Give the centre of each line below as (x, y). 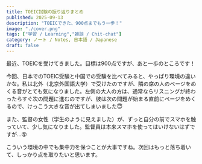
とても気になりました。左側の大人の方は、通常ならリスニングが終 (109, 91)
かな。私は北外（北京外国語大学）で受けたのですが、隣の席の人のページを (99, 84)
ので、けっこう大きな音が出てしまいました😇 (67, 106)
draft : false (23, 46)
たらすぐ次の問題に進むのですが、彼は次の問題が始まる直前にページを (98, 99)
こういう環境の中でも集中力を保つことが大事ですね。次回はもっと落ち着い (99, 147)
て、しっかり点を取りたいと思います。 (53, 154)
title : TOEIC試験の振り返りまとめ (45, 12)
